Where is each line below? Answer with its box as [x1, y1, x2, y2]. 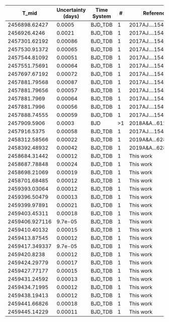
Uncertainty [56, 7, 86, 13]
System [92, 13, 112, 20]
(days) [63, 13, 79, 20]
